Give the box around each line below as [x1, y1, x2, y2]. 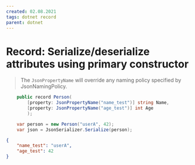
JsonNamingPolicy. [20, 83, 68, 90]
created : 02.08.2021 [6, 8, 57, 15]
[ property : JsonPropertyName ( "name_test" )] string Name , [27, 100, 169, 106]
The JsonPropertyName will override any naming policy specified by [20, 77, 181, 84]
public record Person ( [16, 95, 72, 100]
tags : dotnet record [6, 14, 57, 20]
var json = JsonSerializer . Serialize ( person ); [16, 127, 133, 133]
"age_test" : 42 [16, 148, 54, 154]
